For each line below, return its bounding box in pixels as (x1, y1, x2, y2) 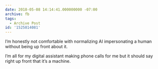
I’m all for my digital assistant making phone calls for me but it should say (5, 53, 153, 59)
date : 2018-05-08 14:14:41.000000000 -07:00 (5, 7, 98, 12)
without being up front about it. (5, 44, 68, 50)
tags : (5, 16, 16, 21)
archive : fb (5, 12, 29, 17)
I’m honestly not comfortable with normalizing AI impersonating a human (5, 38, 152, 44)
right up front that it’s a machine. (5, 58, 71, 64)
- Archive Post (9, 20, 41, 26)
